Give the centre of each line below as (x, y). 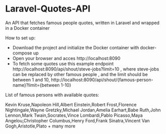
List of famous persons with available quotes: (52, 95)
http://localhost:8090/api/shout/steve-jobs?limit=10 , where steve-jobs (86, 69)
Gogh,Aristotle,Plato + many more (40, 126)
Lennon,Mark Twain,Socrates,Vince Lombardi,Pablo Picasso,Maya (74, 115)
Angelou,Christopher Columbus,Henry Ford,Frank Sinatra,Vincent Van (77, 120)
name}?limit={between (36, 85)
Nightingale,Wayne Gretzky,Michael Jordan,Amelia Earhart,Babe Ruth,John (83, 110)
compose (22, 53)
